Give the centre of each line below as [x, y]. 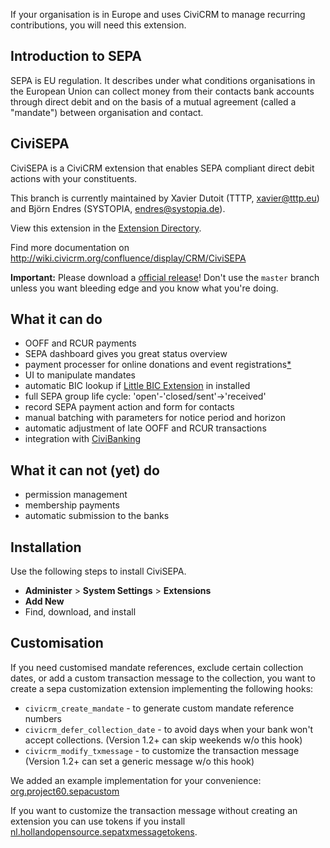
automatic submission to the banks [97, 516]
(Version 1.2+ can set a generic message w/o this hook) [139, 761]
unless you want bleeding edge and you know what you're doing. [144, 288]
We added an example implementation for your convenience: [136, 780]
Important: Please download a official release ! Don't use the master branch [165, 277]
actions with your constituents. [74, 178]
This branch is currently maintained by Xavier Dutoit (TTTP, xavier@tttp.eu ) [165, 198]
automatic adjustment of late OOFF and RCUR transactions [145, 428]
